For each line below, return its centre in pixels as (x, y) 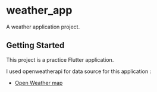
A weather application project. (43, 27)
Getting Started (35, 45)
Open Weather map (39, 83)
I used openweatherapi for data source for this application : (79, 71)
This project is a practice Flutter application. (60, 59)
